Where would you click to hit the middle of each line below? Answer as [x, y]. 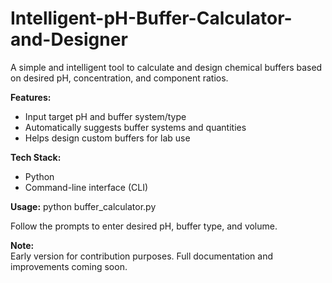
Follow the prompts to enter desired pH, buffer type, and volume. [144, 226]
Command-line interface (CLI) [86, 187]
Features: [31, 97]
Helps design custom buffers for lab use [107, 138]
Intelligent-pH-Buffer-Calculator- [151, 18]
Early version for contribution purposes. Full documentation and [142, 256]
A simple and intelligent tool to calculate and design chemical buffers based [166, 67]
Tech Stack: [36, 157]
